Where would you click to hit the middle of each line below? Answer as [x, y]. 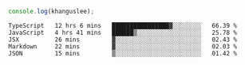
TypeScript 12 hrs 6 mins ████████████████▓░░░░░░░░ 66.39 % [123, 25]
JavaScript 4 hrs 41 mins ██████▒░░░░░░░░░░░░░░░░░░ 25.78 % [123, 32]
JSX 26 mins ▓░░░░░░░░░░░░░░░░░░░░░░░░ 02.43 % [123, 40]
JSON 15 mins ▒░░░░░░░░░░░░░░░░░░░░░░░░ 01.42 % [123, 53]
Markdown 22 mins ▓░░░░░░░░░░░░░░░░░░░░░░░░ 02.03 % [123, 46]
